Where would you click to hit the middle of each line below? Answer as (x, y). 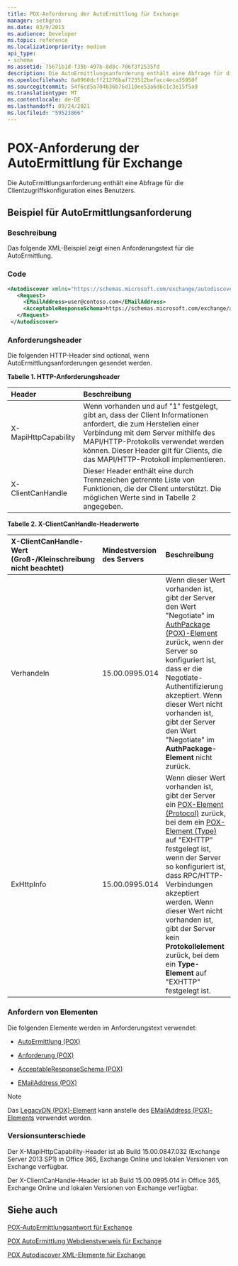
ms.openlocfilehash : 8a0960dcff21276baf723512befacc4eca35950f (103, 80)
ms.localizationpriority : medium (57, 47)
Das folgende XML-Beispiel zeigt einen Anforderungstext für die (101, 248)
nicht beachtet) (38, 568)
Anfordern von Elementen (53, 1012)
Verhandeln (30, 673)
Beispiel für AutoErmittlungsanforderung (100, 213)
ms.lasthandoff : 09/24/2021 (49, 106)
